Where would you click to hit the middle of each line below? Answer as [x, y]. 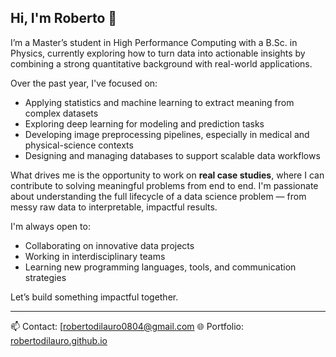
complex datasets [61, 113]
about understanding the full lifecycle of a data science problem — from [158, 196]
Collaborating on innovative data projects [109, 245]
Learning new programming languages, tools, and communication [160, 267]
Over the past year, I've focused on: [84, 83]
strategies [45, 277]
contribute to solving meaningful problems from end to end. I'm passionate [164, 185]
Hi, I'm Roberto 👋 [64, 18]
